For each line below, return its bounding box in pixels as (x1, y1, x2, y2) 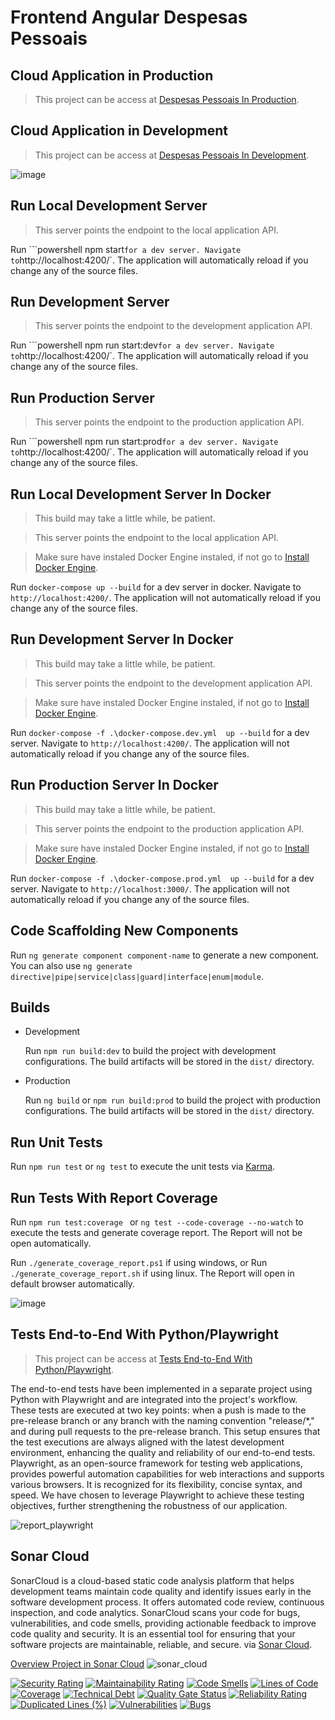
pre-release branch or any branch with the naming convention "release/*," (10, 1414, 315, 1426)
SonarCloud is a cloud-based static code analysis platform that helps (10, 1574, 295, 1586)
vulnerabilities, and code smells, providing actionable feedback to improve (10, 1617, 317, 1629)
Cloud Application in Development (10, 122, 228, 140)
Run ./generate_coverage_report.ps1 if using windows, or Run (10, 1256, 268, 1268)
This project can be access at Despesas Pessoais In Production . (34, 94, 300, 105)
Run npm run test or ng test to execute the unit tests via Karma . (10, 1161, 276, 1173)
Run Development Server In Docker (10, 631, 234, 648)
